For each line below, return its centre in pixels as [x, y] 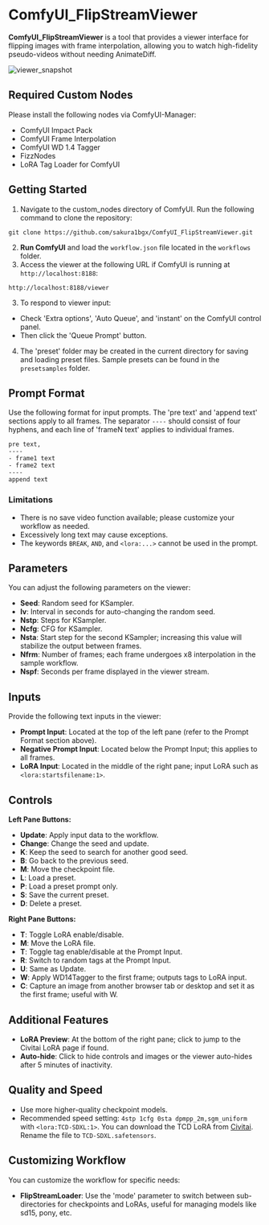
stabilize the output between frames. [81, 646]
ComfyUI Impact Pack [56, 130]
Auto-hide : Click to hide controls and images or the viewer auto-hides [136, 1056]
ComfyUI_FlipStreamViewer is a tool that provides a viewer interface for [128, 37]
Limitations [31, 500]
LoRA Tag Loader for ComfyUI [70, 164]
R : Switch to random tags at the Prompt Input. [95, 960]
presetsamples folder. [55, 368]
